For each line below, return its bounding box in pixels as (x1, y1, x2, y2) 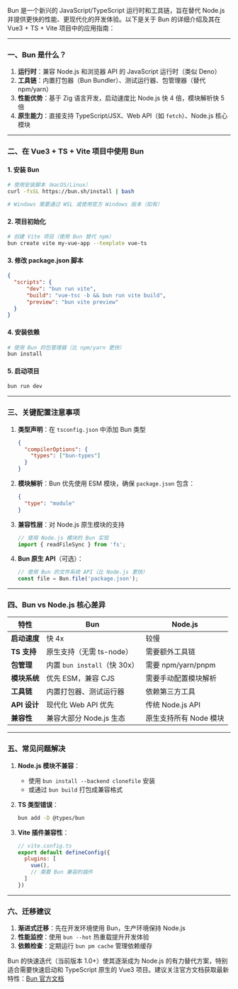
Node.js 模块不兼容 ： (17, 761, 80, 770)
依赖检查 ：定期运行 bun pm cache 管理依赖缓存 (17, 942, 153, 950)
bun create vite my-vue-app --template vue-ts (7, 240, 147, 247)
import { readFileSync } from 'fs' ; (17, 541, 126, 548)
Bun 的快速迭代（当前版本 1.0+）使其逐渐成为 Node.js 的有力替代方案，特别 (7, 956, 228, 965)
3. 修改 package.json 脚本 (7, 256, 84, 264)
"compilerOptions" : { (24, 445, 89, 453)
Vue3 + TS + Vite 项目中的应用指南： (7, 24, 115, 32)
